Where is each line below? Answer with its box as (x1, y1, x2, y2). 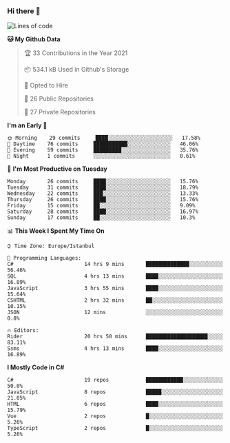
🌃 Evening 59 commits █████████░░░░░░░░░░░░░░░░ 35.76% (7, 147, 198, 154)
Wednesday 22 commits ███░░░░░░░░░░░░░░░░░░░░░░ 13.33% (7, 190, 198, 197)
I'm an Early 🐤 (7, 121, 48, 130)
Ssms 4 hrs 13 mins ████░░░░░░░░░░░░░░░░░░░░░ (7, 345, 224, 352)
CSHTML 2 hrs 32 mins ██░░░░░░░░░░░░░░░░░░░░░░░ (7, 297, 224, 304)
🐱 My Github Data (7, 35, 61, 43)
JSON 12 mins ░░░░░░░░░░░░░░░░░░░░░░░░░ (7, 309, 224, 316)
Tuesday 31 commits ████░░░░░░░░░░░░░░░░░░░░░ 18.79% (7, 184, 198, 192)
